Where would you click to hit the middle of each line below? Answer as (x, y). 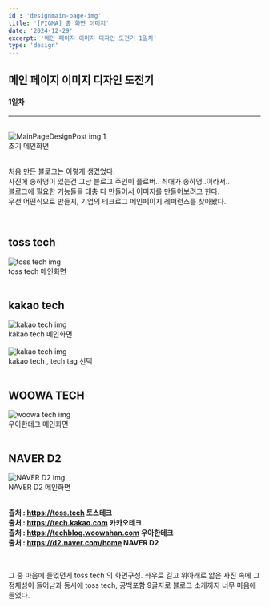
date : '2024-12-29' (41, 30)
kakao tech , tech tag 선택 (50, 361)
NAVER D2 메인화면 (40, 487)
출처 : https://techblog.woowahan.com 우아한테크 (91, 533)
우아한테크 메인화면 (38, 424)
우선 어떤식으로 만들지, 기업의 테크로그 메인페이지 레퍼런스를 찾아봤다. (117, 201)
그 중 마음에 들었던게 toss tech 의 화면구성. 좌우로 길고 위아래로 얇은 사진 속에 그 (134, 575)
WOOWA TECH (47, 395)
